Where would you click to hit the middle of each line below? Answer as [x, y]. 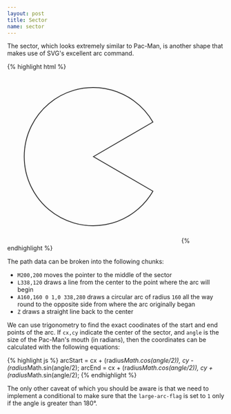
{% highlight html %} [37, 67]
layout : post [26, 13]
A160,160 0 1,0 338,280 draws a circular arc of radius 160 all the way [115, 297]
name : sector [26, 26]
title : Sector [28, 20]
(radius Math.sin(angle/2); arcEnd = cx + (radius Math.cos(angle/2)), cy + [110, 368]
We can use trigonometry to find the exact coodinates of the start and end [113, 325]
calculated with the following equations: [64, 347]
